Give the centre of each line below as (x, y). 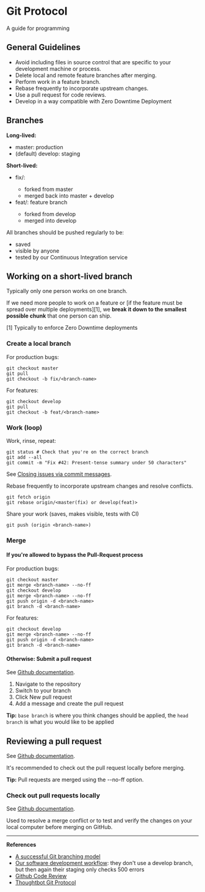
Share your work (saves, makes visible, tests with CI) (73, 514)
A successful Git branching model (58, 857)
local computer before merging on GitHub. (59, 827)
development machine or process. (58, 69)
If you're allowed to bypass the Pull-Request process (75, 555)
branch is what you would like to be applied (60, 722)
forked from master (49, 189)
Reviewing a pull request (54, 741)
